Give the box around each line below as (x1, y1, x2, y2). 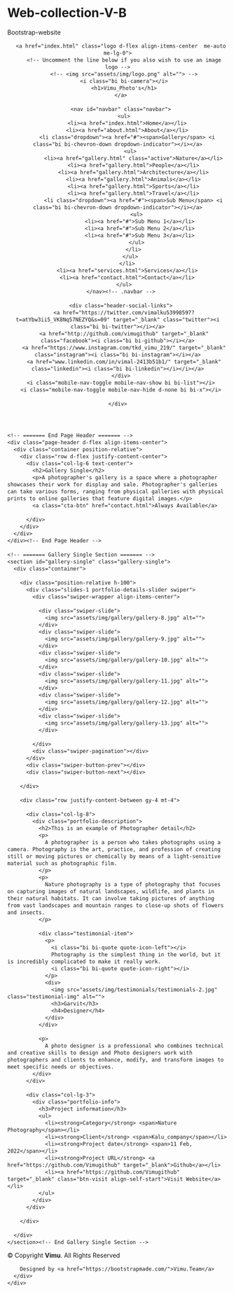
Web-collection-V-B (7, 5, 128, 21)
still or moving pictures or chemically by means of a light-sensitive (7, 852, 221, 860)
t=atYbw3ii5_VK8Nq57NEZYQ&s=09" (15, 316, 111, 323)
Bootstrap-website (7, 28, 61, 36)
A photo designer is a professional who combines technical (44, 1042, 224, 1050)
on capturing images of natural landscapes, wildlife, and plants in (7, 887, 215, 895)
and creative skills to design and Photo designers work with (7, 1049, 193, 1057)
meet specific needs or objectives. (7, 1063, 114, 1071)
